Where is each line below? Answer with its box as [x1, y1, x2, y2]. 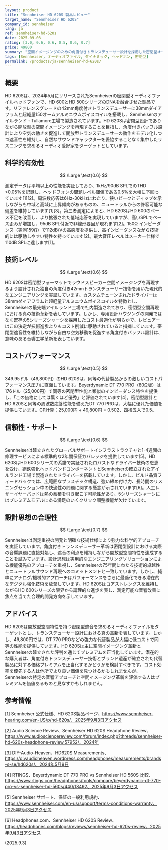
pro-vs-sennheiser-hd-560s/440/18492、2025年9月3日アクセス [5, 783, 138, 789]
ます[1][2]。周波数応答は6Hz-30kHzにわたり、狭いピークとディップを [13, 195, 158, 201]
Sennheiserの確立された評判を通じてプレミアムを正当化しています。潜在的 [5, 649, 159, 655]
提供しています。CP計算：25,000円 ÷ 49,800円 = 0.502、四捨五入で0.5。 [5, 407, 157, 413]
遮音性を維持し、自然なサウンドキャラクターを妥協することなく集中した [9, 136, 158, 143]
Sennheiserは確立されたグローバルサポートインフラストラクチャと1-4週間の [5, 447, 162, 453]
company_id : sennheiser [5, 21, 55, 27]
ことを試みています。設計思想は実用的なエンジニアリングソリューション [5, 556, 154, 562]
